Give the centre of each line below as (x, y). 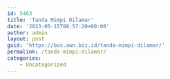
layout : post (26, 39)
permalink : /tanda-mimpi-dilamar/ (57, 52)
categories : (24, 58)
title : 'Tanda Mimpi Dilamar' (51, 20)
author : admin (28, 33)
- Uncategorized (43, 65)
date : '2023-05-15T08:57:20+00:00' (58, 26)
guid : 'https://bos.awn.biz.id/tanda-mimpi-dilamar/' (86, 45)
